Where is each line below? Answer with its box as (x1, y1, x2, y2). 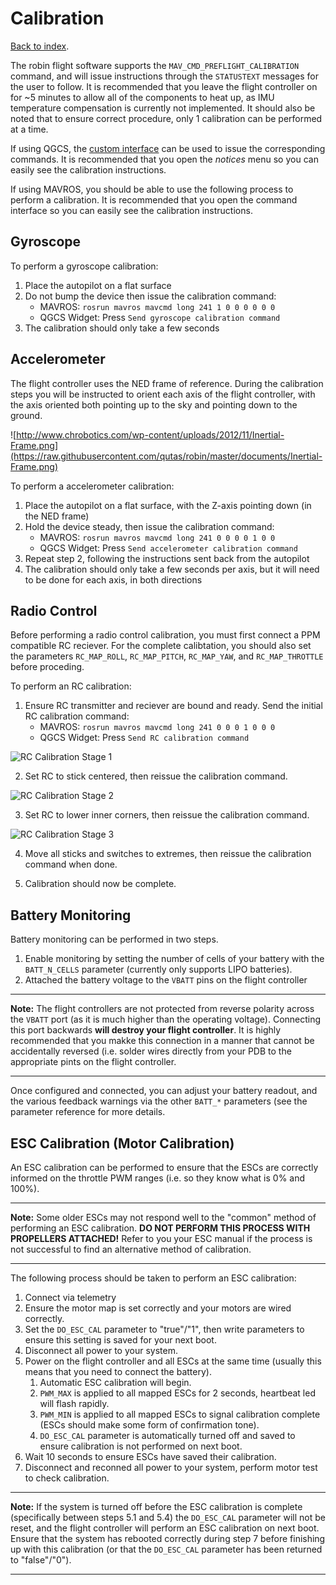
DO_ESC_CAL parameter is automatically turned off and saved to (39, 1430, 296, 1441)
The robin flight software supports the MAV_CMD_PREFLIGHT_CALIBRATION (10, 59, 300, 71)
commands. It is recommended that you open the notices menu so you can (10, 153, 319, 165)
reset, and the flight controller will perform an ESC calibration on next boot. (10, 1522, 320, 1534)
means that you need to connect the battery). (24, 1366, 212, 1377)
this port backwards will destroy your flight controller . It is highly (10, 1024, 282, 1036)
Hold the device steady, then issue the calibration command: (24, 520, 275, 532)
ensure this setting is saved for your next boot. (24, 1334, 217, 1346)
